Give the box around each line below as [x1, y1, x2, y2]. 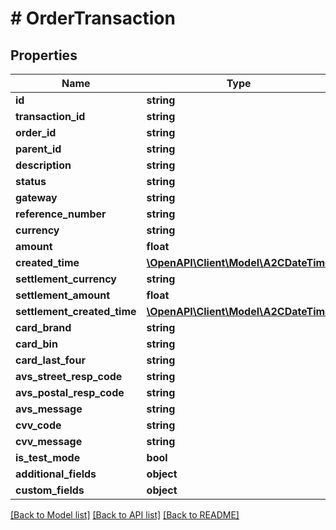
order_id [15, 126, 57, 139]
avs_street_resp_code [15, 370, 123, 383]
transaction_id [15, 110, 86, 123]
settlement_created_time [15, 305, 137, 318]
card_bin [15, 337, 58, 351]
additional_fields [15, 467, 97, 481]
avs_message [15, 402, 83, 416]
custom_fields [15, 483, 85, 497]
